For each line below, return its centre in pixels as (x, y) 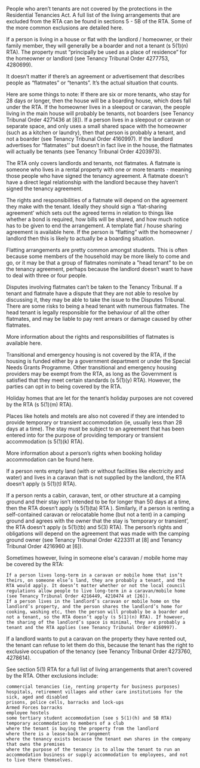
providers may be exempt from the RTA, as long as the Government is (92, 374)
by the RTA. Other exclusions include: (52, 676)
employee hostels (28, 713)
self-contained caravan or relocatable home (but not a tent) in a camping (96, 514)
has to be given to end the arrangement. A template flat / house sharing (94, 226)
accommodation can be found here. (50, 459)
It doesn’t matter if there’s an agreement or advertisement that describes (96, 76)
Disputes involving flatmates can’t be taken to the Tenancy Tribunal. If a (94, 287)
